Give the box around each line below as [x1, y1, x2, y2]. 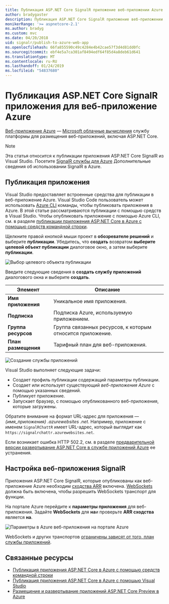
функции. [5, 494, 25, 500]
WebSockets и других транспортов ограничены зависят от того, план [5, 534, 154, 540]
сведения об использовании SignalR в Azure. [5, 163, 102, 169]
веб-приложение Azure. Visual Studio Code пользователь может [5, 197, 143, 203]
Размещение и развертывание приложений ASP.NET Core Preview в [12, 588, 159, 594]
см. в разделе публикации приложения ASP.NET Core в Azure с [5, 218, 142, 224]
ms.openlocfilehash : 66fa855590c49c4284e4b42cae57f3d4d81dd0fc [5, 45, 141, 50]
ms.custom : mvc [5, 31, 37, 36]
